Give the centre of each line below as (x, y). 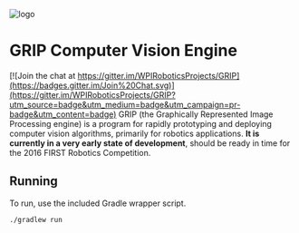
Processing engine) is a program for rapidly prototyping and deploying (140, 123)
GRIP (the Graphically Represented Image (196, 114)
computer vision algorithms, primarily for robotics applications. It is (135, 133)
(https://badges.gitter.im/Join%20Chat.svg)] (92, 85)
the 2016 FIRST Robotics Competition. (80, 152)
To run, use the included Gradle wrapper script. (98, 203)
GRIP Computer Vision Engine (124, 51)
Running (34, 181)
